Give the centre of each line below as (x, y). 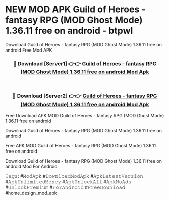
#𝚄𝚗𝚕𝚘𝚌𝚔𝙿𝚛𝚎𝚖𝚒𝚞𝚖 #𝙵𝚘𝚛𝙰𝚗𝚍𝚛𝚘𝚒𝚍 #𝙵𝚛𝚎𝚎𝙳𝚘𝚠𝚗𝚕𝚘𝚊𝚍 (65, 187)
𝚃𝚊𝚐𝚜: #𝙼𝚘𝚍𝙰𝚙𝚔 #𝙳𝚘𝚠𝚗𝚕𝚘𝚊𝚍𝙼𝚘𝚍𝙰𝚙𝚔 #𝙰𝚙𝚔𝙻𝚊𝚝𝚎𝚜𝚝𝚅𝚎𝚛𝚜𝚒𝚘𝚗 (74, 176)
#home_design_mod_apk (31, 193)
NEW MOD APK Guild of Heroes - (75, 9)
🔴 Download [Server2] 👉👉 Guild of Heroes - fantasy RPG (85, 96)
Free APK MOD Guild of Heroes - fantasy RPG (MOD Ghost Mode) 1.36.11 (81, 145)
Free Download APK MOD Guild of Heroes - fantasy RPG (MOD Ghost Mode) (85, 115)
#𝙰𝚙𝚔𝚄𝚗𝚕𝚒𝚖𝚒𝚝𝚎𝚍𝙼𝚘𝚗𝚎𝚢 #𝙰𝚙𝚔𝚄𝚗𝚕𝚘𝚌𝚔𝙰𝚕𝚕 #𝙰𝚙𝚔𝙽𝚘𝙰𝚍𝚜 (68, 182)
